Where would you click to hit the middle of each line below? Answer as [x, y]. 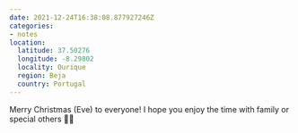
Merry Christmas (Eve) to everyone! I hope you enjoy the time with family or [149, 109]
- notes [24, 34]
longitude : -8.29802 [56, 59]
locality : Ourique [52, 68]
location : [28, 42]
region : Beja [42, 76]
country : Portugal [52, 84]
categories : [31, 26]
